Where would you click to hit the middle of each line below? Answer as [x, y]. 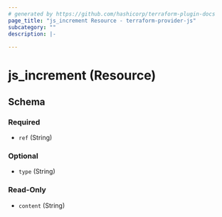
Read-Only [27, 190]
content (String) [42, 205]
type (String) [37, 171]
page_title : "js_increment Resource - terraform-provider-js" [102, 21]
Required [24, 122]
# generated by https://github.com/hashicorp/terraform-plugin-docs [112, 14]
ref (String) [35, 137]
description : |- [32, 34]
